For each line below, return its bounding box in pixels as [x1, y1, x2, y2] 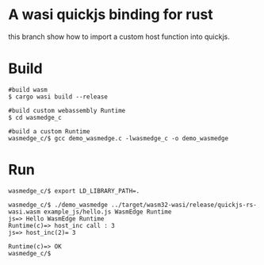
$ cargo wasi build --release [8, 93, 109, 101]
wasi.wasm [8, 208, 41, 216]
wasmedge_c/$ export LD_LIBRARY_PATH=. [8, 186, 140, 195]
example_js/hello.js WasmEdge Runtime [43, 208, 172, 216]
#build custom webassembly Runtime [8, 106, 126, 114]
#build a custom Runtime [8, 127, 90, 136]
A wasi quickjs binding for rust [8, 6, 213, 24]
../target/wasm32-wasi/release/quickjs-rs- [110, 201, 258, 209]
